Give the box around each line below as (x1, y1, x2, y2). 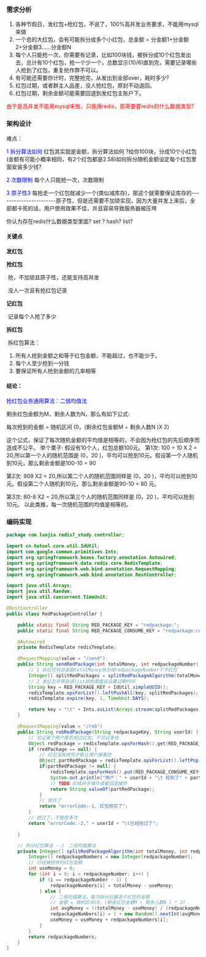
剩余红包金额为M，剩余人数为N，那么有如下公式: (6, 410, 130, 417)
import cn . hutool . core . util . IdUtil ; (6, 543, 100, 549)
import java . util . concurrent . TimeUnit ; (6, 594, 109, 600)
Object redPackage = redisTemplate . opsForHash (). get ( (28, 740, 169, 746)
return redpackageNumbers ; (28, 934, 97, 940)
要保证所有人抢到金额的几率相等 (15, 367, 96, 374)
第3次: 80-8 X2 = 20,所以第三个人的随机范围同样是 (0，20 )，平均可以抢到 (6, 493, 194, 500)
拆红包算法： (7, 339, 40, 346)
